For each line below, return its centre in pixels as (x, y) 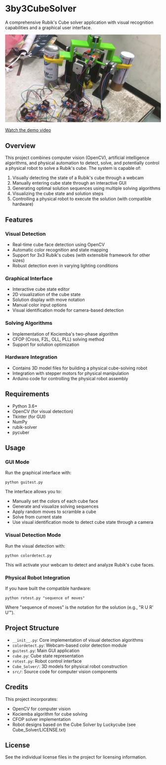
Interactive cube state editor (41, 289)
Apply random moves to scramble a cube (54, 512)
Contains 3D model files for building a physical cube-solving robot (80, 368)
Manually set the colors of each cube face (55, 501)
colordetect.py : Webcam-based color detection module (69, 645)
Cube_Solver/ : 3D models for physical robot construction (70, 666)
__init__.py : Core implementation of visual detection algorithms (78, 640)
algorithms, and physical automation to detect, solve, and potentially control (82, 163)
